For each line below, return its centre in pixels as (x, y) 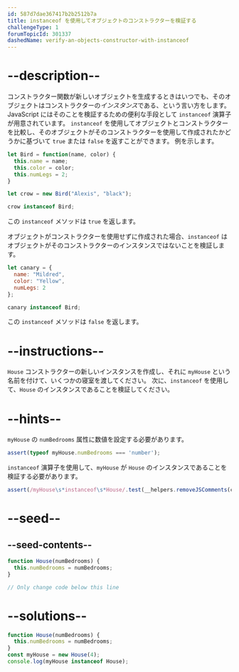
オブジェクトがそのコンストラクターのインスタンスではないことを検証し (113, 245)
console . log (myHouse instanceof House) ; (68, 661)
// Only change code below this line (63, 587)
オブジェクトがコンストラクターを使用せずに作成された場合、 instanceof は (117, 237)
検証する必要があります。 (44, 477)
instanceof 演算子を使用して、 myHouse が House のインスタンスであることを (117, 467)
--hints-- (34, 419)
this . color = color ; (44, 168)
